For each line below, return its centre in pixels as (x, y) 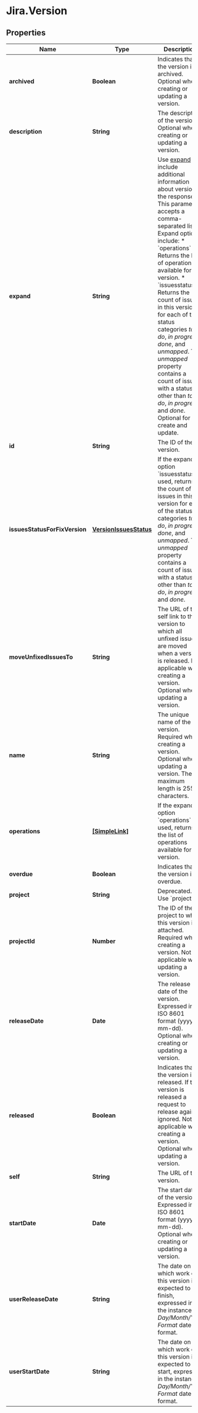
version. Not (174, 952)
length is (169, 788)
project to (171, 915)
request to (172, 1104)
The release (174, 984)
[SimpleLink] (110, 831)
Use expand (174, 159)
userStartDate (29, 1371)
